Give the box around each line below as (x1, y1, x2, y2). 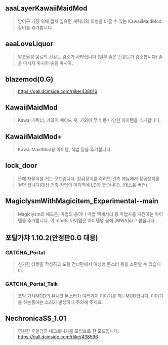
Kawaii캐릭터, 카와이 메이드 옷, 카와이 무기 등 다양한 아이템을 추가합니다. (17, 117, 161, 123)
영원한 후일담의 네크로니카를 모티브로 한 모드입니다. (17, 328, 119, 334)
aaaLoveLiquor (5, 40, 53, 48)
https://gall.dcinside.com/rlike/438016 (17, 88, 98, 94)
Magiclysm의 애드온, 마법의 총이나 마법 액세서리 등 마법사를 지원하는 (17, 211, 154, 217)
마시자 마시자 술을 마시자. (23, 60, 73, 66)
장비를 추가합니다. (17, 24, 53, 30)
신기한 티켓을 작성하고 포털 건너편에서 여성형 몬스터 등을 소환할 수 (17, 261, 148, 267)
